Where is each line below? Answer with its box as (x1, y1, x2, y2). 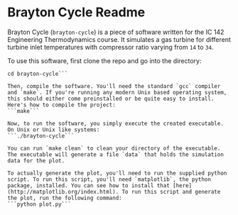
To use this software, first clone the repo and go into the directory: (7, 56, 202, 65)
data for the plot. (7, 157, 65, 164)
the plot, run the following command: (7, 194, 122, 202)
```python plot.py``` (7, 200, 72, 208)
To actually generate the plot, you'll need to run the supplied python (7, 170, 227, 177)
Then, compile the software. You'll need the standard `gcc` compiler (7, 82, 221, 89)
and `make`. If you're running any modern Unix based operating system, (7, 89, 227, 96)
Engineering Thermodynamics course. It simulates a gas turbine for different (7, 35, 231, 43)
